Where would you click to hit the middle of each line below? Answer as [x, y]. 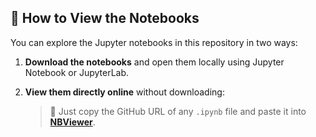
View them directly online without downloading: [124, 92]
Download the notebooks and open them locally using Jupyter [154, 62]
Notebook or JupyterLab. [77, 72]
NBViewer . [72, 122]
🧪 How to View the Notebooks [105, 18]
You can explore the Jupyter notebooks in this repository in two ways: [154, 42]
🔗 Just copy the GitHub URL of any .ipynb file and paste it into [178, 111]
